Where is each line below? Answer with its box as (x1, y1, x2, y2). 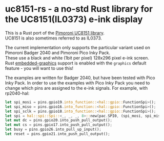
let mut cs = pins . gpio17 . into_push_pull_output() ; (5, 122, 112, 127)
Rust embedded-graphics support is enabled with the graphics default (5, 60, 146, 66)
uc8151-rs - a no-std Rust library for (5, 3, 153, 15)
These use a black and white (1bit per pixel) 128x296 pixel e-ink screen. (5, 55, 149, 60)
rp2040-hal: (5, 90, 30, 96)
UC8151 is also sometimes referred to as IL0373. (5, 35, 102, 41)
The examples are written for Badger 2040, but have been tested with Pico (5, 75, 155, 81)
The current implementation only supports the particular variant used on (5, 44, 150, 50)
